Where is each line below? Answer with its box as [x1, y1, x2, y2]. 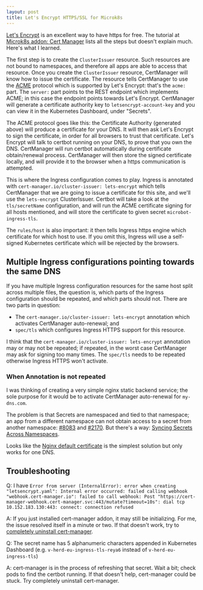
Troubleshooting [6, 466, 71, 476]
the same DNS [6, 266, 61, 277]
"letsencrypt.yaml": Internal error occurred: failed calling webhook [6, 489, 188, 495]
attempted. [6, 164, 34, 172]
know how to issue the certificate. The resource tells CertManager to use [6, 75, 188, 82]
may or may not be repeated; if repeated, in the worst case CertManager [6, 344, 187, 352]
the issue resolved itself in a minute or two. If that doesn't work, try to [6, 521, 179, 529]
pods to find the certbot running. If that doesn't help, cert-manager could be [6, 571, 196, 578]
